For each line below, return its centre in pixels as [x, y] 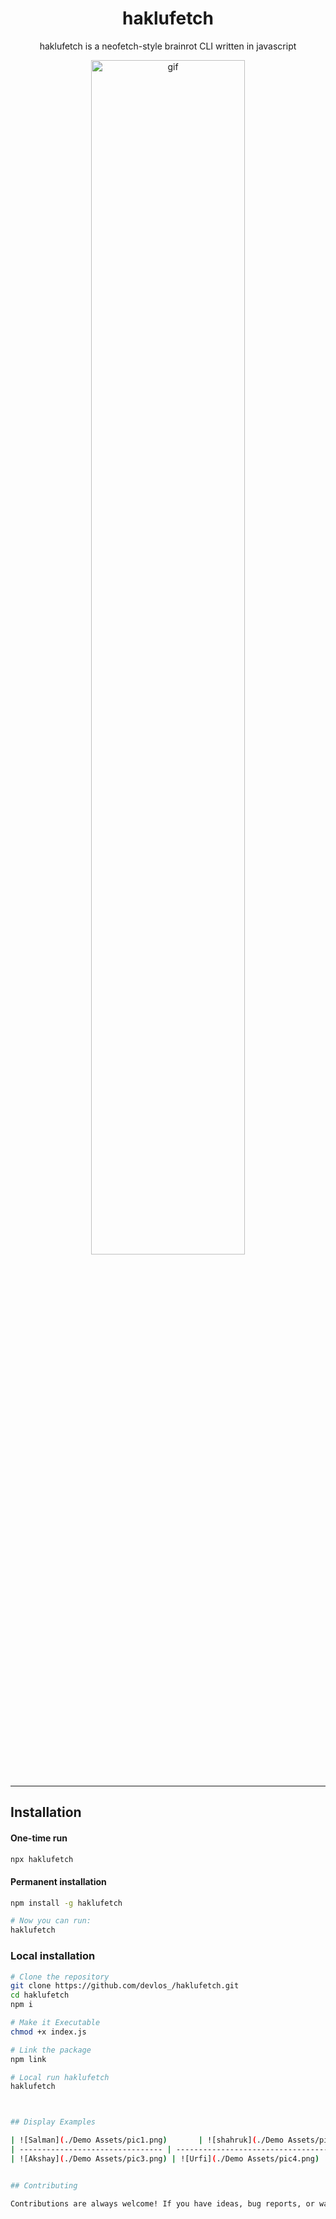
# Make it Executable [55, 2023]
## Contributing [44, 2185]
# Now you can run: [51, 1921]
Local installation [53, 1956]
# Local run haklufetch [60, 2077]
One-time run [39, 1838]
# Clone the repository [60, 1977]
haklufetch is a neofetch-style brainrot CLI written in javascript [168, 46]
